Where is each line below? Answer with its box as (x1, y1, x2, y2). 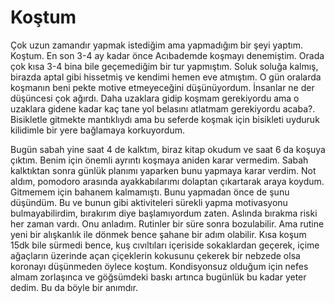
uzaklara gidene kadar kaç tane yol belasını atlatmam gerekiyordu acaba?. (10, 102, 316, 115)
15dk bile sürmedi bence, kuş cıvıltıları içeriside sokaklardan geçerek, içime (10, 239, 320, 251)
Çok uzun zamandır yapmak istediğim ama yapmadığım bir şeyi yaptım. (10, 39, 303, 51)
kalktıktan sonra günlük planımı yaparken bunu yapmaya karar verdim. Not (10, 164, 317, 176)
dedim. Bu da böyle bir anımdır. (10, 281, 139, 293)
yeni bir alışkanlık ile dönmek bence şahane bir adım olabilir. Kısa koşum (10, 228, 307, 240)
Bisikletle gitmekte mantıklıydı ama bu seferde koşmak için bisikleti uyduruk (10, 113, 320, 125)
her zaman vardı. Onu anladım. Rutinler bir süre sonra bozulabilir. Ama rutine (10, 217, 325, 230)
